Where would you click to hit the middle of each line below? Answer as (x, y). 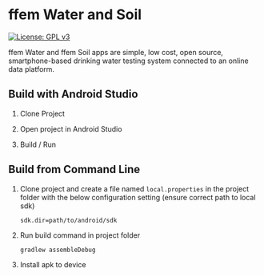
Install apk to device (53, 264)
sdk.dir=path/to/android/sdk (68, 220)
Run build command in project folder (80, 235)
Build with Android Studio (73, 95)
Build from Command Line (74, 170)
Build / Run (38, 144)
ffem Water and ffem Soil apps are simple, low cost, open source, (116, 52)
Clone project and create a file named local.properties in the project (134, 188)
